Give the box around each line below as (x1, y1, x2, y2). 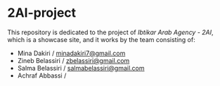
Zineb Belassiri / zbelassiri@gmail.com (17, 56, 130, 64)
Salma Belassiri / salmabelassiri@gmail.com (17, 64, 145, 72)
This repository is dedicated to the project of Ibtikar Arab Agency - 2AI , (7, 28, 214, 36)
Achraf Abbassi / (17, 71, 67, 80)
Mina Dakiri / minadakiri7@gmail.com (17, 49, 126, 57)
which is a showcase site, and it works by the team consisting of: (7, 35, 195, 43)
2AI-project (7, 5, 77, 21)
